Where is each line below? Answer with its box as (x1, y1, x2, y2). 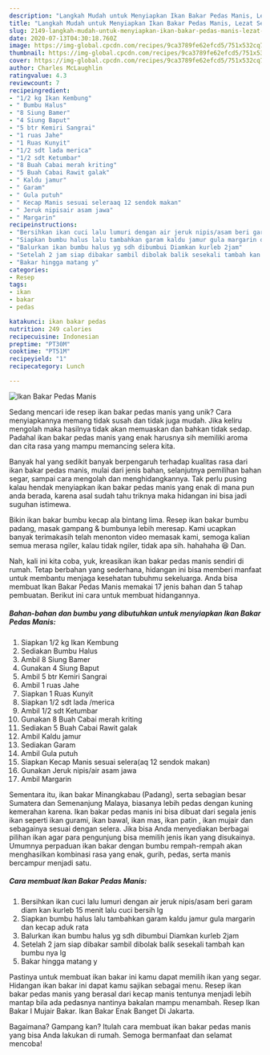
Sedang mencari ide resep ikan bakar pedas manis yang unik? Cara (9, 407, 232, 416)
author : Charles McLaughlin (9, 64, 103, 72)
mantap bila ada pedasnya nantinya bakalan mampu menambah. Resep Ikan (9, 997, 260, 1007)
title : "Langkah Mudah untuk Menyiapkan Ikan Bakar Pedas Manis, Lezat (9, 19, 253, 27)
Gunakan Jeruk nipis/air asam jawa (20, 765, 137, 775)
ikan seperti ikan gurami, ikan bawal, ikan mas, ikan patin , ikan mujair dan (9, 815, 253, 824)
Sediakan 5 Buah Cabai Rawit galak (20, 722, 138, 732)
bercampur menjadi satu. (9, 857, 92, 868)
